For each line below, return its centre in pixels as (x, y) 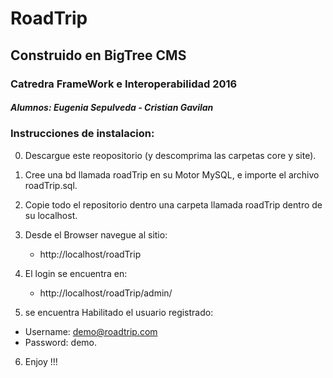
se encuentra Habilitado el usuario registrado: (119, 312)
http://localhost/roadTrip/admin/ (106, 293)
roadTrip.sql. (51, 185)
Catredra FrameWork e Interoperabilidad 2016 (124, 84)
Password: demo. (60, 342)
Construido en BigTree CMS (98, 55)
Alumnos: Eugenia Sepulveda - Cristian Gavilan (112, 108)
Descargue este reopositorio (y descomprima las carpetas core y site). (170, 155)
